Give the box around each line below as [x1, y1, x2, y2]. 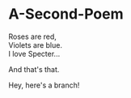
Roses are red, [8, 32, 57, 41]
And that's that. [8, 64, 60, 74]
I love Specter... [8, 49, 61, 58]
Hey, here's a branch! [8, 80, 80, 90]
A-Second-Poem [8, 5, 124, 23]
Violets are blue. [8, 40, 63, 49]
